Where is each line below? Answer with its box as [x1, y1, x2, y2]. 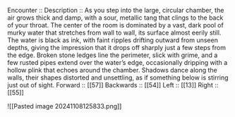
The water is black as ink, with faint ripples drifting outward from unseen [7, 36, 219, 44]
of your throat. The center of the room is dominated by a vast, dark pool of [7, 21, 224, 29]
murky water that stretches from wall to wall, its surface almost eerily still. [7, 28, 222, 37]
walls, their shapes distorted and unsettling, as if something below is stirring [7, 73, 229, 82]
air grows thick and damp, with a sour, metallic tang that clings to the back [7, 13, 224, 22]
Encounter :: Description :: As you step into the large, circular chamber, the [7, 6, 224, 14]
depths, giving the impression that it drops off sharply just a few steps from [7, 44, 226, 51]
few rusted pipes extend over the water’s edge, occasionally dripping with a [7, 58, 228, 66]
